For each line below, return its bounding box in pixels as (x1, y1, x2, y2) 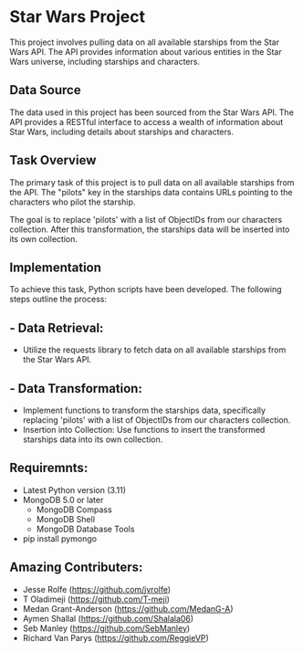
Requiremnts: (9, 460, 89, 476)
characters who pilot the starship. (9, 196, 136, 207)
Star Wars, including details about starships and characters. (9, 126, 235, 137)
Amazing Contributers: (9, 560, 143, 575)
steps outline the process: (9, 294, 108, 305)
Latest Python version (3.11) (22, 484, 126, 495)
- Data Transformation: (9, 381, 143, 396)
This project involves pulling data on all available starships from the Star (9, 37, 280, 47)
